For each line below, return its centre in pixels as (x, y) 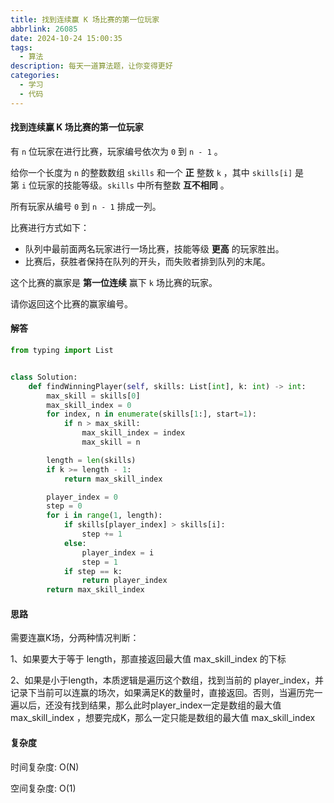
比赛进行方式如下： (50, 227)
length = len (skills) (91, 460)
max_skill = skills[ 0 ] (93, 396)
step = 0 (64, 506)
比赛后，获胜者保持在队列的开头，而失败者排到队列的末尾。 (147, 261)
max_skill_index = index (133, 433)
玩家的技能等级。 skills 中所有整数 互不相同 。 (133, 185)
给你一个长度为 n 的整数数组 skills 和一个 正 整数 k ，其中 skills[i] (151, 172)
